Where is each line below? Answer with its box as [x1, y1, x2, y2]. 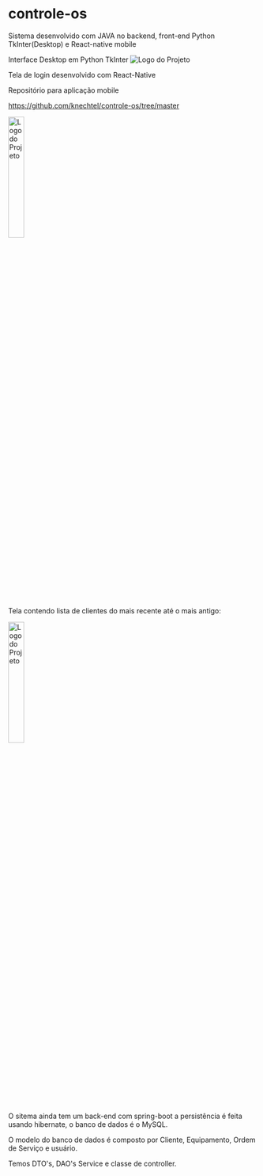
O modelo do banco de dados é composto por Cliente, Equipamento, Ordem [8, 1135, 256, 1144]
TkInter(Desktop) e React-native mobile [8, 39, 137, 48]
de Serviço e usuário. [8, 1143, 78, 1153]
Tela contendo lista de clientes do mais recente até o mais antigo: [8, 605, 221, 615]
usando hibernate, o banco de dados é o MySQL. [8, 1119, 168, 1129]
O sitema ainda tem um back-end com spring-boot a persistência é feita [8, 1111, 242, 1121]
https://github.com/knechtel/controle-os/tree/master [8, 101, 180, 110]
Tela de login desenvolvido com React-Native [8, 70, 156, 79]
